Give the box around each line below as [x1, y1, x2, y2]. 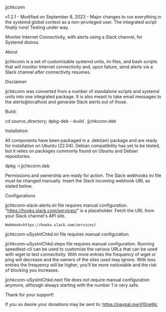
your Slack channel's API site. [5, 213, 66, 219]
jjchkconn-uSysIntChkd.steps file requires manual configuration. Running [5, 241, 155, 246]
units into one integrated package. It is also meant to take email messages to [5, 94, 162, 99]
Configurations [5, 193, 36, 198]
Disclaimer [5, 79, 27, 84]
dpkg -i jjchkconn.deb [5, 163, 50, 168]
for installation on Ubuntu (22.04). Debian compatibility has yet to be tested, [5, 143, 161, 149]
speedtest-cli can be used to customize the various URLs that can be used [5, 246, 158, 252]
